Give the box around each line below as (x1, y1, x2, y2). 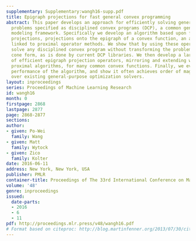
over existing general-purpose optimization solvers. (11, 74, 145, 80)
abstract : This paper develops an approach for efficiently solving (6, 19, 176, 25)
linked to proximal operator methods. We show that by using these (11, 42, 179, 47)
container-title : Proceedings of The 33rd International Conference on (6, 177, 184, 183)
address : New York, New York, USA (6, 166, 90, 173)
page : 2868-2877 (6, 112, 45, 118)
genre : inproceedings (6, 188, 59, 194)
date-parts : (11, 199, 41, 205)
